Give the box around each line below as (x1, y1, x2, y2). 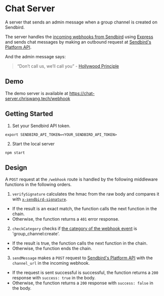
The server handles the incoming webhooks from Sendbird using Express (5, 34, 153, 40)
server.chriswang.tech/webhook (5, 95, 70, 101)
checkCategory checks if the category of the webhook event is (12, 226, 137, 231)
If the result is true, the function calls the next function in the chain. (12, 240, 148, 246)
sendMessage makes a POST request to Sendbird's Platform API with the (12, 255, 153, 261)
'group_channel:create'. (12, 231, 60, 237)
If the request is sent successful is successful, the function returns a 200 (12, 270, 159, 275)
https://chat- (69, 90, 95, 96)
